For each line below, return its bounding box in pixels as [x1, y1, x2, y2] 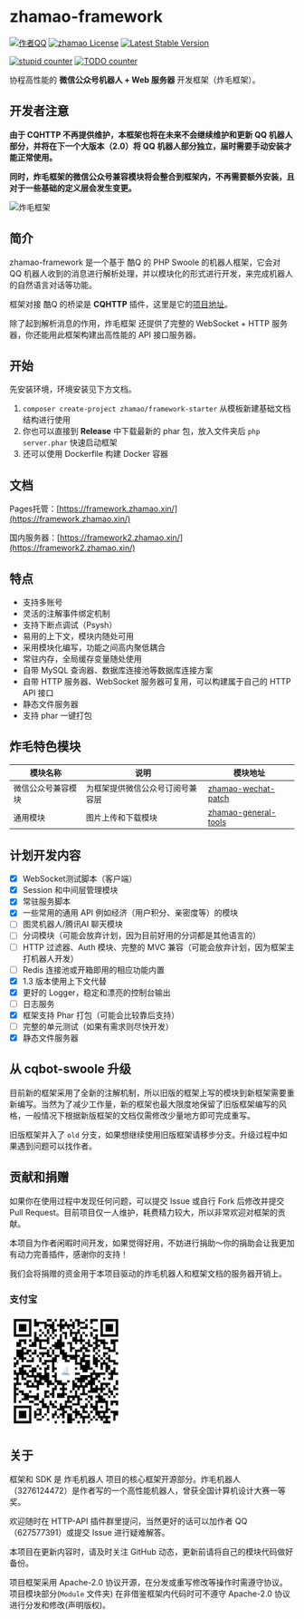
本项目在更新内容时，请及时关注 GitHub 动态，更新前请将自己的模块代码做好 [9, 1546, 294, 1556]
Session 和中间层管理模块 [22, 885, 119, 896]
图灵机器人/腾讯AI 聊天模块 [22, 918, 124, 930]
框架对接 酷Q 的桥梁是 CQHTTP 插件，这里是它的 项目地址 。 [9, 298, 233, 309]
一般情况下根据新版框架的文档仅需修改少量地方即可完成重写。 [24, 1110, 255, 1120]
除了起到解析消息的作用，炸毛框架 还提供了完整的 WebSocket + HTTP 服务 [9, 317, 288, 328]
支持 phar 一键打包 [22, 710, 92, 721]
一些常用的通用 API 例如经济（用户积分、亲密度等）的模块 [22, 907, 239, 918]
